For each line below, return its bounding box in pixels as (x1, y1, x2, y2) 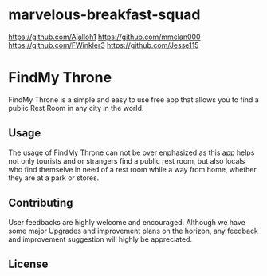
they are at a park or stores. (8, 173, 100, 183)
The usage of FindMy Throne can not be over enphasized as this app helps (8, 148, 255, 157)
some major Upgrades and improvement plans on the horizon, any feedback (8, 226, 259, 235)
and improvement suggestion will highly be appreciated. (8, 234, 193, 244)
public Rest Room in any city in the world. (8, 103, 144, 112)
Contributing (8, 196, 73, 210)
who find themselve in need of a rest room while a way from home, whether (8, 164, 257, 174)
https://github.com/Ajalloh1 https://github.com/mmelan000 (8, 32, 201, 41)
